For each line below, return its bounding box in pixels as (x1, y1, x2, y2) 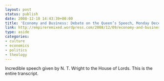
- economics (5, 43, 29, 48)
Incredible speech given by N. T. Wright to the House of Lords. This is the (5, 65, 153, 71)
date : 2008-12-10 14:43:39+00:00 (5, 16, 73, 21)
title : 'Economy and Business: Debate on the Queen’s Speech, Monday (5, 20, 150, 26)
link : (5, 25, 16, 30)
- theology (5, 52, 27, 57)
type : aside (5, 30, 29, 34)
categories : (5, 34, 29, 39)
